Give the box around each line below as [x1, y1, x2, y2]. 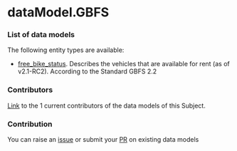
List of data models [7, 30, 75, 40]
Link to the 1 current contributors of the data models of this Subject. [7, 101, 206, 110]
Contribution [7, 119, 53, 129]
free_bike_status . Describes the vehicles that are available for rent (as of [17, 60, 230, 68]
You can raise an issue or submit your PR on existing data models [7, 135, 199, 144]
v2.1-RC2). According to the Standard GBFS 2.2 [17, 67, 157, 75]
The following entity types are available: [7, 46, 125, 54]
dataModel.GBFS [7, 4, 110, 21]
